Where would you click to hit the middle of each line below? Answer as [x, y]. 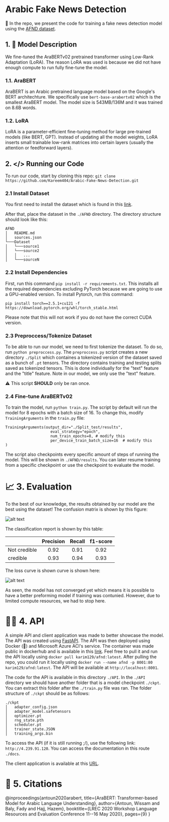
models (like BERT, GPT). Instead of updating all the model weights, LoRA [81, 137]
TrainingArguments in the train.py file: [45, 418]
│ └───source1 [22, 247]
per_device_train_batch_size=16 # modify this [101, 441]
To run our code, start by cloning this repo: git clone [61, 176]
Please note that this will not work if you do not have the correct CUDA [79, 317]
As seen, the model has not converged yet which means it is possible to [80, 590]
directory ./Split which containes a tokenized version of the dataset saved [84, 358]
